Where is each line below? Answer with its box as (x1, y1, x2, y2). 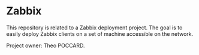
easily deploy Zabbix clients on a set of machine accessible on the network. (6, 30, 194, 37)
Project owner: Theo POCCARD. (6, 42, 85, 49)
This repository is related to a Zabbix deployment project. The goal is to (6, 24, 183, 31)
